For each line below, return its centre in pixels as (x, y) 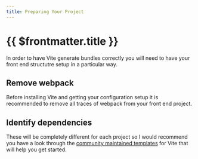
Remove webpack (40, 83)
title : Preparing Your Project (45, 12)
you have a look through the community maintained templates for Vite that (97, 143)
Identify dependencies (49, 122)
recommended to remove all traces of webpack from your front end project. (99, 104)
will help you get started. (36, 149)
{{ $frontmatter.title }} (62, 41)
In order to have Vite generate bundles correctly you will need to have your (98, 58)
